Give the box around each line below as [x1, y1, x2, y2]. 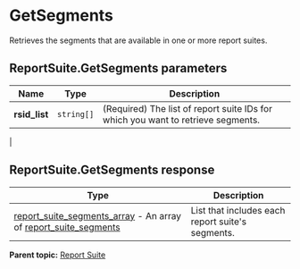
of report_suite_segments [13, 221, 121, 233]
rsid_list [13, 108, 49, 121]
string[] [56, 109, 95, 119]
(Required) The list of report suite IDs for [102, 102, 272, 114]
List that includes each [190, 204, 286, 216]
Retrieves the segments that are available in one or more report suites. [9, 35, 268, 46]
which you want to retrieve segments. [102, 113, 261, 126]
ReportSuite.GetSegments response [9, 163, 215, 178]
